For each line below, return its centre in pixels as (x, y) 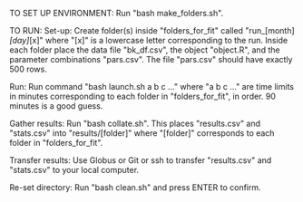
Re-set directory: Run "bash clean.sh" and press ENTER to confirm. (135, 188)
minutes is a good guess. (56, 106)
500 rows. (28, 69)
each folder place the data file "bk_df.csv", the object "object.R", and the (145, 50)
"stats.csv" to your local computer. (74, 170)
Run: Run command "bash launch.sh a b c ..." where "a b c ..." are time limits (152, 87)
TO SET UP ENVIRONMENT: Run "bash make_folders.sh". (117, 13)
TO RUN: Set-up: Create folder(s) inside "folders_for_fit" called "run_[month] (152, 30)
